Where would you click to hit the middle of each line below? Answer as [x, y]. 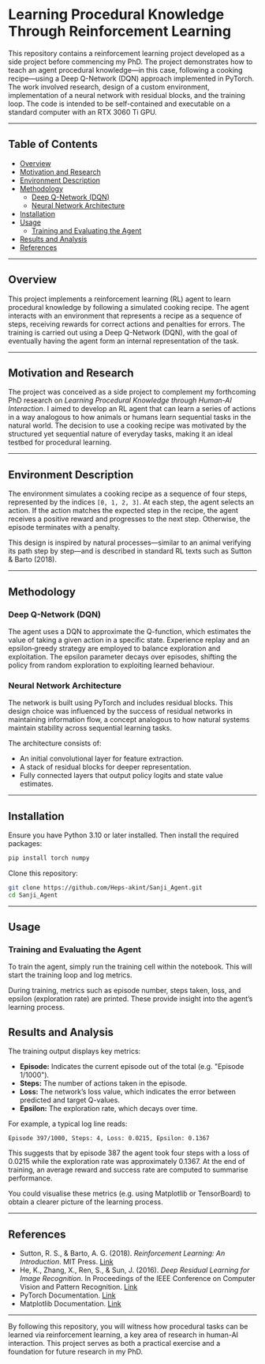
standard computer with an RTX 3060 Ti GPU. [83, 111]
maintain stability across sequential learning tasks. [90, 728]
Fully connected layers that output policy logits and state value [121, 776]
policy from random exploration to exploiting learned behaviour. [112, 665]
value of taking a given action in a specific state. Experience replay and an [129, 640]
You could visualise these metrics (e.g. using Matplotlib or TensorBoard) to [129, 1194]
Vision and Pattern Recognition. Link [78, 1287]
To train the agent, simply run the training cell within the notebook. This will [130, 967]
